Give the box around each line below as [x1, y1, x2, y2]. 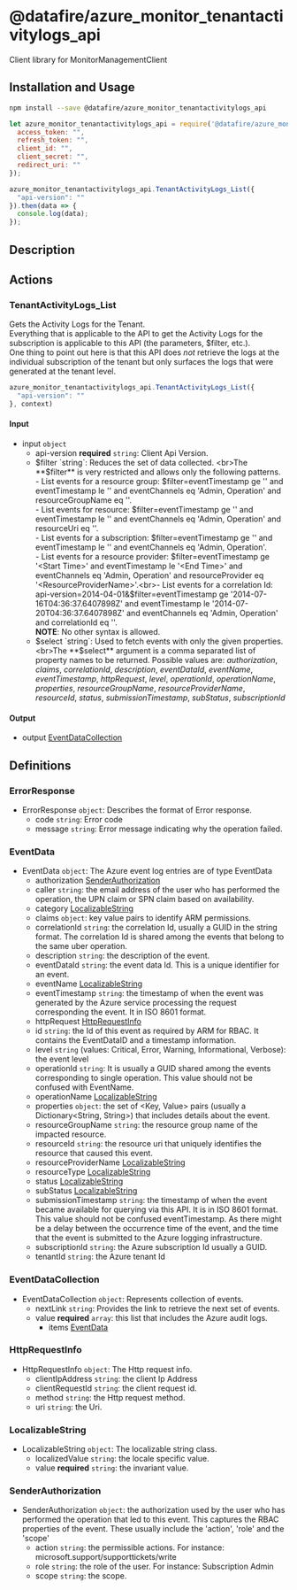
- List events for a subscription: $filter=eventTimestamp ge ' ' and [34, 533, 273, 544]
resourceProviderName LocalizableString [34, 1157, 186, 1168]
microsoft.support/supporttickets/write [34, 1552, 177, 1563]
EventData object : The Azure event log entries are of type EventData [21, 866, 272, 876]
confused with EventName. [34, 1082, 134, 1092]
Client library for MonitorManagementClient [9, 54, 168, 65]
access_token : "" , [17, 127, 86, 136]
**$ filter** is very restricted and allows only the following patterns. [34, 467, 281, 477]
